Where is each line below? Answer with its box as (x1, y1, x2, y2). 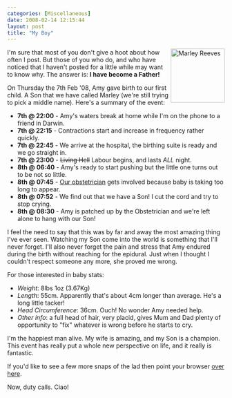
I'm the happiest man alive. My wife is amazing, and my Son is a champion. (7, 334, 221, 343)
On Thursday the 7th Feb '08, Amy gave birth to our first (7, 84, 167, 92)
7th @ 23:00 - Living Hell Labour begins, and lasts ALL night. (17, 156, 192, 164)
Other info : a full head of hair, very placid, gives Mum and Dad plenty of (17, 314, 221, 322)
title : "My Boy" (7, 29, 54, 37)
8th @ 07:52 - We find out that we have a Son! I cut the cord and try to (17, 193, 219, 201)
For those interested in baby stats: (7, 271, 105, 279)
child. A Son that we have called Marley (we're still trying (7, 91, 169, 99)
